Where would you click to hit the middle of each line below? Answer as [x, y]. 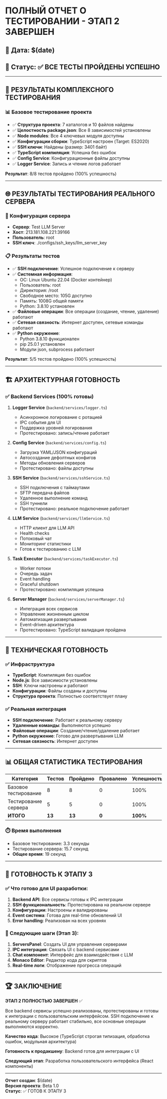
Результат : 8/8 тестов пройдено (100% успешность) [61, 174]
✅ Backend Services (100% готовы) [49, 397]
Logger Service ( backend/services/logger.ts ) [60, 407]
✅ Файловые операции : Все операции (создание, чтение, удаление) [85, 311]
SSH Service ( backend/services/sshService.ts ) [61, 478]
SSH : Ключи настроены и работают [50, 686]
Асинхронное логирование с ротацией [61, 417]
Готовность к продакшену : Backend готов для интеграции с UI [72, 1051]
